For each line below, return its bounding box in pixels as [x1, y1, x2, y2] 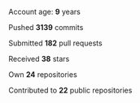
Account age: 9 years [8, 7, 81, 16]
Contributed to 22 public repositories [8, 85, 133, 95]
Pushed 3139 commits [8, 23, 84, 32]
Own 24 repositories [8, 70, 77, 79]
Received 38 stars [8, 54, 70, 63]
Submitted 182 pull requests [8, 38, 103, 48]
